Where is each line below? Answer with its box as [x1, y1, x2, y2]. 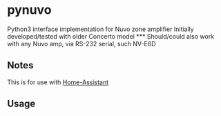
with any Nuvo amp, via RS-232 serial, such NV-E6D [7, 39, 157, 48]
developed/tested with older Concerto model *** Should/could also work [7, 32, 215, 40]
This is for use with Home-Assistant [7, 78, 109, 86]
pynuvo [7, 2, 52, 18]
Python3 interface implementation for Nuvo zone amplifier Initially [7, 25, 195, 33]
